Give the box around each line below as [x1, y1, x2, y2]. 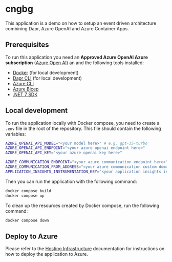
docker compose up [5, 193, 45, 198]
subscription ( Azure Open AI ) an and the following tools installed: [5, 60, 144, 66]
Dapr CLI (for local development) [12, 75, 82, 81]
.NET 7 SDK [12, 91, 38, 98]
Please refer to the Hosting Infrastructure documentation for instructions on [5, 246, 165, 252]
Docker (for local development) [12, 69, 79, 76]
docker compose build [5, 188, 52, 193]
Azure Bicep [12, 86, 39, 92]
